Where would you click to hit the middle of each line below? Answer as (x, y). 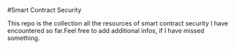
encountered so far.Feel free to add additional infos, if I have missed (106, 31)
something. (24, 38)
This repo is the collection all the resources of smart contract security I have (118, 23)
